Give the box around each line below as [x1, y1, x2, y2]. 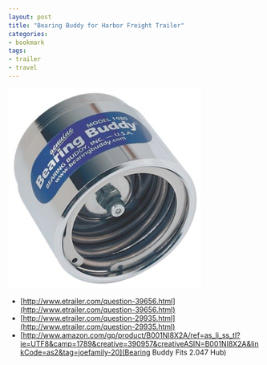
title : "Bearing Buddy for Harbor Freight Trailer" [8, 21, 184, 30]
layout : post [8, 13, 52, 21]
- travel [8, 64, 38, 72]
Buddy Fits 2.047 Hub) [152, 347, 227, 357]
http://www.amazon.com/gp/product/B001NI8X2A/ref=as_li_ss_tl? [22, 330, 241, 340]
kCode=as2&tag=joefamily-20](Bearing [19, 347, 151, 357]
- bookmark [8, 39, 45, 47]
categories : [8, 30, 48, 38]
